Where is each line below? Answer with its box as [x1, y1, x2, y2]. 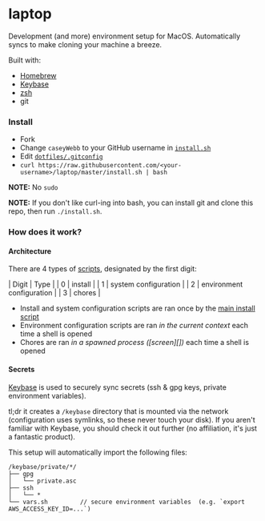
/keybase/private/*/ [8, 463, 78, 471]
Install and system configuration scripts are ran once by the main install [19, 303, 256, 313]
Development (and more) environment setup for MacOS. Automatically [8, 31, 241, 41]
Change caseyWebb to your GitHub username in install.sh [19, 143, 211, 153]
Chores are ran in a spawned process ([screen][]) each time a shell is [19, 338, 250, 347]
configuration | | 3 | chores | [8, 288, 102, 298]
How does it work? [8, 226, 82, 238]
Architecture [8, 246, 52, 256]
